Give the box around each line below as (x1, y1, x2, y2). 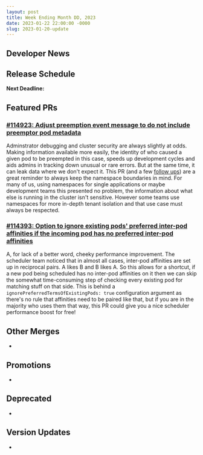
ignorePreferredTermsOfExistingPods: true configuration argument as (6, 289, 182, 297)
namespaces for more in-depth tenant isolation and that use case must (6, 200, 183, 207)
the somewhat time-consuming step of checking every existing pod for (6, 277, 183, 284)
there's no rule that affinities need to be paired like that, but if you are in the (6, 295, 195, 303)
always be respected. (6, 207, 60, 214)
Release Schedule (6, 69, 76, 79)
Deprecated (6, 394, 52, 404)
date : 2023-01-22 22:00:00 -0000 (6, 20, 91, 26)
